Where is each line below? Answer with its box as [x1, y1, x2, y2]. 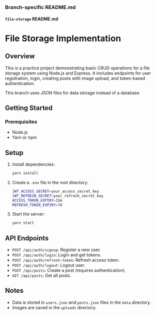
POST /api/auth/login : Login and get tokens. [12, 252, 102, 258]
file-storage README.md [5, 16, 59, 22]
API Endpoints [5, 234, 49, 242]
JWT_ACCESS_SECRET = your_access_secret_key [12, 189, 99, 194]
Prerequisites [5, 118, 37, 125]
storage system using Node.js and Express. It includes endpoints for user [5, 70, 151, 76]
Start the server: [12, 211, 45, 217]
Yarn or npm [12, 135, 37, 141]
